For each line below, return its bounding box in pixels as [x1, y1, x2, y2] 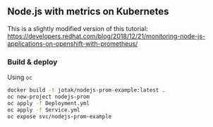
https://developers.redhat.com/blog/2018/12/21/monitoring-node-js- [7, 32, 206, 40]
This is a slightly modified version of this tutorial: [7, 24, 148, 32]
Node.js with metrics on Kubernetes [7, 6, 169, 18]
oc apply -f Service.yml [7, 106, 80, 114]
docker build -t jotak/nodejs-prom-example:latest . [7, 87, 166, 94]
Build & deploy [7, 56, 58, 66]
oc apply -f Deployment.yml [7, 99, 90, 107]
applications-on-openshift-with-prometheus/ [7, 39, 138, 48]
